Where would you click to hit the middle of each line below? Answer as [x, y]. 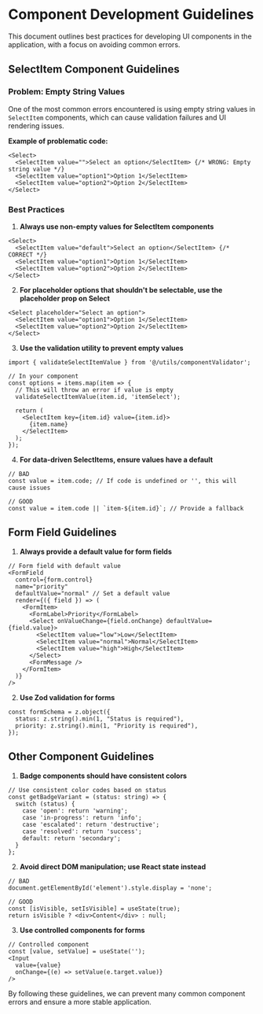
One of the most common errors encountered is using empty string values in [132, 109]
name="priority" [42, 586]
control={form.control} [54, 580]
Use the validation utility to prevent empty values [101, 348]
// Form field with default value [65, 566]
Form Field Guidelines [62, 533]
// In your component [44, 376]
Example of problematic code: [58, 141]
